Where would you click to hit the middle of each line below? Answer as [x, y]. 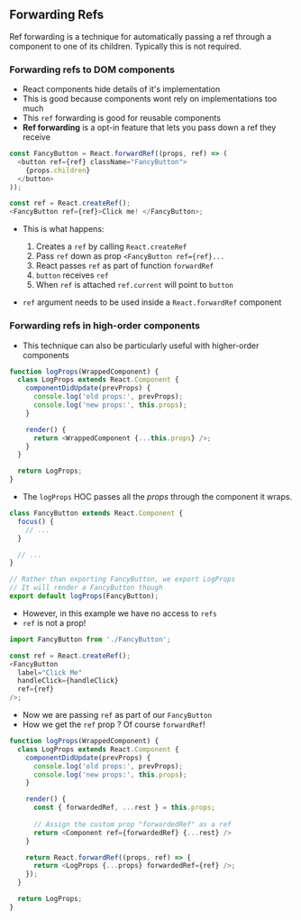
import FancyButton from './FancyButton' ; [90, 639]
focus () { [36, 521]
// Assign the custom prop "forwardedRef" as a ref [132, 824]
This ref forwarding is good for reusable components [121, 118]
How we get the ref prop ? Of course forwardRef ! [114, 724]
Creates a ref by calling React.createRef [111, 246]
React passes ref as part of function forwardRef [125, 266]
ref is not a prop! [54, 622]
